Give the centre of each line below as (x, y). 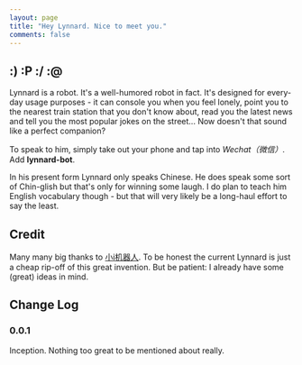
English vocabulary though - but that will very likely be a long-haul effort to (148, 196)
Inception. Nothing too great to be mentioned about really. (117, 350)
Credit (27, 234)
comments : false (40, 34)
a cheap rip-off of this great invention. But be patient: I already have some (146, 267)
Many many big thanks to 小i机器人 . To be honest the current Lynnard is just (150, 257)
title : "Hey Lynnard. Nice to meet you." (88, 26)
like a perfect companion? (58, 131)
